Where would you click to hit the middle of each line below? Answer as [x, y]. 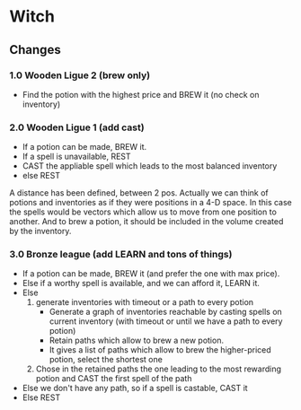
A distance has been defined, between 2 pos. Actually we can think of [139, 193]
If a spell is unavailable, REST [77, 157]
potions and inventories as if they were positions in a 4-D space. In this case [150, 203]
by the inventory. [40, 231]
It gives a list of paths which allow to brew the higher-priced [160, 350]
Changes [35, 50]
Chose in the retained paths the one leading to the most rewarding [158, 369]
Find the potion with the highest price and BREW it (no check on [141, 94]
